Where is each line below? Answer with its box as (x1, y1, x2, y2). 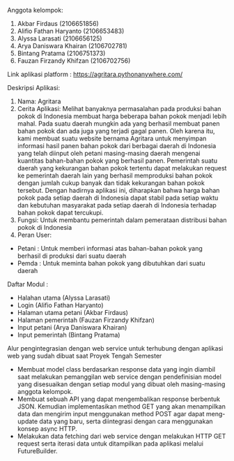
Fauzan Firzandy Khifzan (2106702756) (17, 57, 131, 65)
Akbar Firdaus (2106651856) (17, 20, 99, 27)
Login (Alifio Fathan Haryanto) (17, 301, 104, 309)
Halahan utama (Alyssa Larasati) (17, 293, 111, 302)
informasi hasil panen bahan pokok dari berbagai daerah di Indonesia (17, 142, 217, 149)
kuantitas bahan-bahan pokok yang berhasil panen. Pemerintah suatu (17, 156, 218, 165)
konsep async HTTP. (17, 425, 78, 432)
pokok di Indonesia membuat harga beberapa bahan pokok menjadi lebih (17, 112, 227, 120)
